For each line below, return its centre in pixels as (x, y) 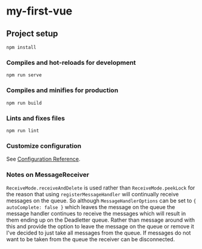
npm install (21, 47)
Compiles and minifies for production (62, 90)
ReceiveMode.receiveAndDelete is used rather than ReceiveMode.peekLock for (101, 188)
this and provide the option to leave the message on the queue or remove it (100, 227)
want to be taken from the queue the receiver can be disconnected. (91, 239)
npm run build (24, 103)
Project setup (32, 34)
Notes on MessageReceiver (48, 175)
